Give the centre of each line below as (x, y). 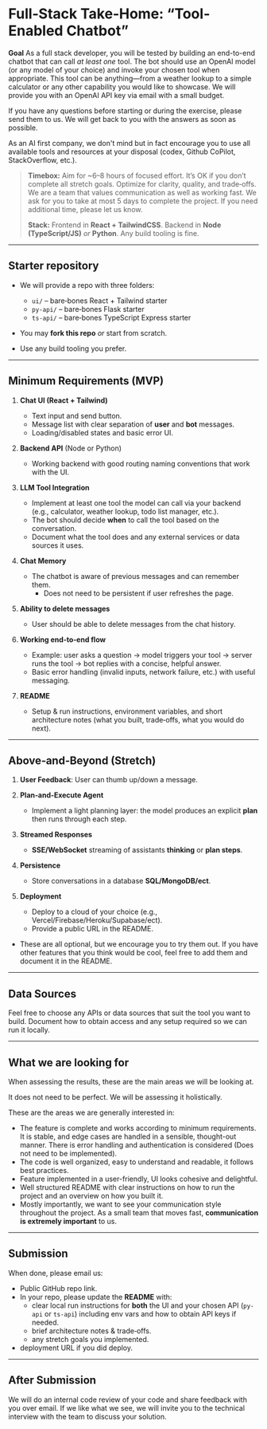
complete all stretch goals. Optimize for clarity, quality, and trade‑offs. (142, 183)
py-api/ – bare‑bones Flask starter (88, 309)
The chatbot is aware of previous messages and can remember (135, 576)
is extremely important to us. (68, 1221)
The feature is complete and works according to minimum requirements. (138, 1128)
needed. (45, 1322)
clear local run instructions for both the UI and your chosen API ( (137, 1305)
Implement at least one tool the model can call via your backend (136, 502)
